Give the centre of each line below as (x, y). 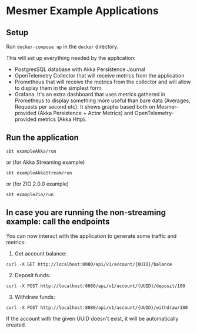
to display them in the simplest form (58, 88)
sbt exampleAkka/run (31, 151)
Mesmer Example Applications (82, 11)
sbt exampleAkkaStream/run (39, 173)
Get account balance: (41, 253)
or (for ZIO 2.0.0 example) (38, 184)
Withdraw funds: (35, 297)
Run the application (43, 138)
